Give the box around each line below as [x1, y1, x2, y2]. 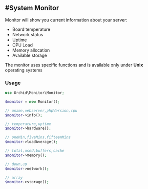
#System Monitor [5, 4, 60, 12]
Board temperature [12, 26, 50, 32]
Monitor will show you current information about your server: [5, 17, 127, 23]
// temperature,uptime [5, 121, 51, 126]
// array [5, 175, 23, 180]
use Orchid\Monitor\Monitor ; [5, 91, 64, 95]
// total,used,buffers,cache [5, 148, 64, 153]
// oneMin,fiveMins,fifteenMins [5, 135, 71, 140]
